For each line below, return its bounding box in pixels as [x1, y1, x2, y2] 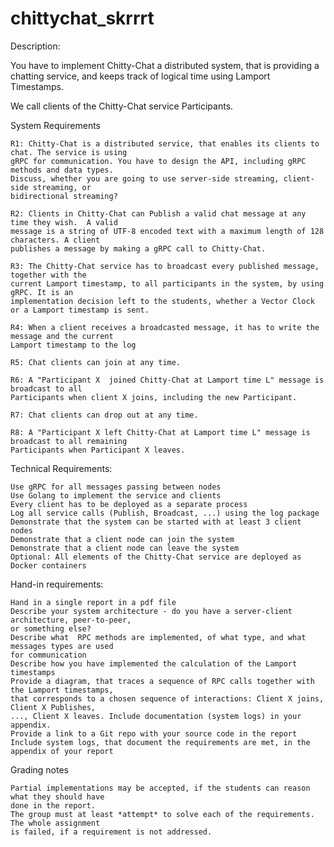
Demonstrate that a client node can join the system [10, 534, 235, 544]
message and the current [10, 331, 114, 341]
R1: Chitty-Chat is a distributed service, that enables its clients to [10, 138, 320, 149]
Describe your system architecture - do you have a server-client [10, 606, 293, 616]
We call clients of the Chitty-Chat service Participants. [10, 100, 234, 112]
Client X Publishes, [10, 702, 97, 712]
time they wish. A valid [10, 217, 118, 227]
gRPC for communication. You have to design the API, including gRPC [10, 156, 307, 166]
